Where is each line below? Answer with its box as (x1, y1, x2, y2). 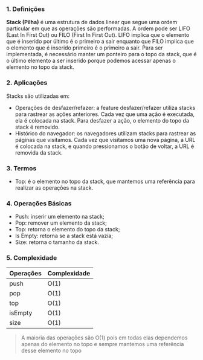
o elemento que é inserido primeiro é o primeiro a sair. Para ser (6, 44, 163, 51)
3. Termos (6, 164, 37, 172)
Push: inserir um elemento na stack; (14, 213, 105, 220)
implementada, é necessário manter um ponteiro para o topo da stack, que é (6, 51, 197, 58)
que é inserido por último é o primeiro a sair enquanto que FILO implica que (6, 38, 195, 45)
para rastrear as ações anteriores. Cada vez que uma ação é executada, (14, 111, 195, 118)
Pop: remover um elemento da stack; (14, 219, 107, 227)
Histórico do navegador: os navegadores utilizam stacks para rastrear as (14, 129, 196, 137)
